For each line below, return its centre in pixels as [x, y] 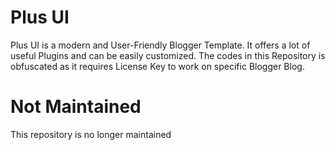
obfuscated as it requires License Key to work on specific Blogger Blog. [157, 66]
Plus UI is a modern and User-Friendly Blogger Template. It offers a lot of [160, 45]
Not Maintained [76, 107]
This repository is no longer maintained [91, 134]
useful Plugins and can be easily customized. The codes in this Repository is [168, 55]
